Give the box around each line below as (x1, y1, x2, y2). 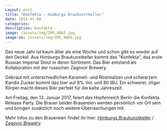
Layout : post (5, 7, 32, 12)
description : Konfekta (5, 26, 52, 31)
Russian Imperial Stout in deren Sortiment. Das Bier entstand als (5, 59, 137, 65)
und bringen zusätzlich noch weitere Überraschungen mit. (5, 105, 125, 111)
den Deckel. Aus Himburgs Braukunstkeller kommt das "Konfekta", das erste (5, 54, 162, 60)
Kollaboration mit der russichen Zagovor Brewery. (5, 64, 107, 70)
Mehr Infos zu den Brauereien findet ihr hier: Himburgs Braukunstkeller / (5, 115, 154, 121)
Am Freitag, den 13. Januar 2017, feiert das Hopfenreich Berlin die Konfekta (5, 94, 160, 100)
